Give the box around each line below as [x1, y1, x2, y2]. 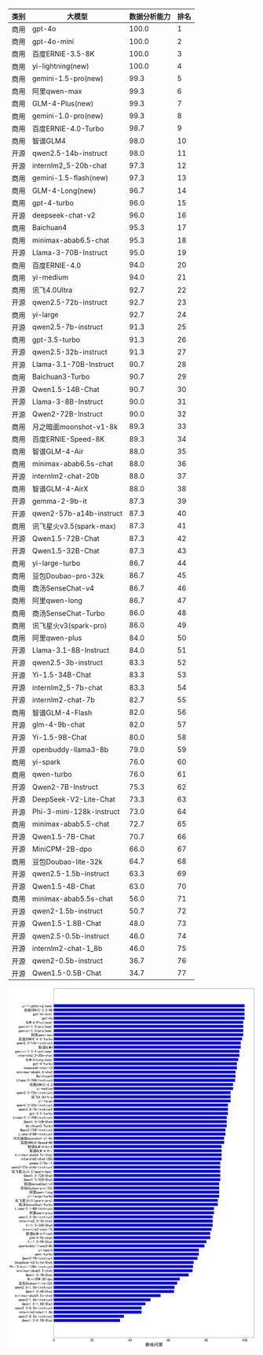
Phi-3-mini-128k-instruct [32, 807, 120, 816]
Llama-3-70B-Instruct [32, 247, 108, 257]
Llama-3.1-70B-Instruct [32, 360, 114, 368]
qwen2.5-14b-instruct [32, 148, 108, 157]
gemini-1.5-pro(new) [32, 74, 104, 83]
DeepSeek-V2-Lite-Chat [32, 794, 115, 804]
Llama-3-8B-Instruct [32, 397, 104, 406]
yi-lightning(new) [32, 61, 89, 71]
